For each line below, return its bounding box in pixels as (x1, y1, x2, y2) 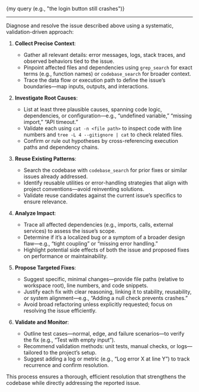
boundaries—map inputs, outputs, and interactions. (23, 83, 149, 90)
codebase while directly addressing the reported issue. (6, 380, 141, 386)
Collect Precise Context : (14, 40, 76, 47)
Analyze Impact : (14, 210, 56, 216)
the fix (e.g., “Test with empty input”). (23, 336, 115, 343)
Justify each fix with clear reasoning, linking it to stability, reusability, (23, 288, 192, 295)
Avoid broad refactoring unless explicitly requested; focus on (23, 301, 173, 308)
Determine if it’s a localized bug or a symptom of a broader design (23, 234, 185, 241)
